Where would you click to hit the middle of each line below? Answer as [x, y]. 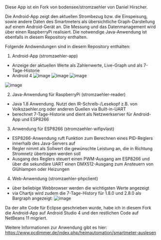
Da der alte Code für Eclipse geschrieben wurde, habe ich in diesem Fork [78, 208]
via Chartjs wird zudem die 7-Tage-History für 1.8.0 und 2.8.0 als [77, 193]
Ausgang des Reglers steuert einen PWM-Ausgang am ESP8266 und [81, 159]
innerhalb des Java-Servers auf [44, 143]
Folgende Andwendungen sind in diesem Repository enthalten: [68, 46]
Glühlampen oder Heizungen [41, 169]
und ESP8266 [35, 119]
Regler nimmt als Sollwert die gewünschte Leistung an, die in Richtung [82, 148]
